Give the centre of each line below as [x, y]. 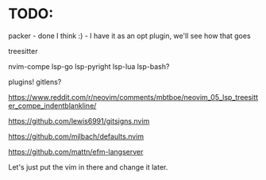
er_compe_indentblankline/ [52, 105]
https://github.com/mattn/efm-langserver [76, 151]
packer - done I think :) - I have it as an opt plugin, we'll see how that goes [130, 36]
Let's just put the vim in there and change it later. [88, 167]
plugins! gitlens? [35, 82]
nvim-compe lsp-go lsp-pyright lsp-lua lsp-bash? [89, 66]
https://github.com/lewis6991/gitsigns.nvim [79, 121]
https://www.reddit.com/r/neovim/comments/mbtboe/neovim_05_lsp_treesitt [133, 97]
